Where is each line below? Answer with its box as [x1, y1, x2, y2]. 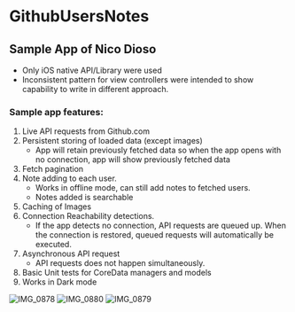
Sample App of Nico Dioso [9, 42, 157, 57]
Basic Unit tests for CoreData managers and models [21, 268, 212, 278]
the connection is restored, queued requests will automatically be [35, 230, 275, 240]
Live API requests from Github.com [21, 126, 151, 136]
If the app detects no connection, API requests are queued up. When [35, 220, 286, 231]
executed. [35, 239, 73, 250]
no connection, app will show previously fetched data [35, 154, 230, 165]
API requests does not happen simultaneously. [35, 258, 206, 269]
